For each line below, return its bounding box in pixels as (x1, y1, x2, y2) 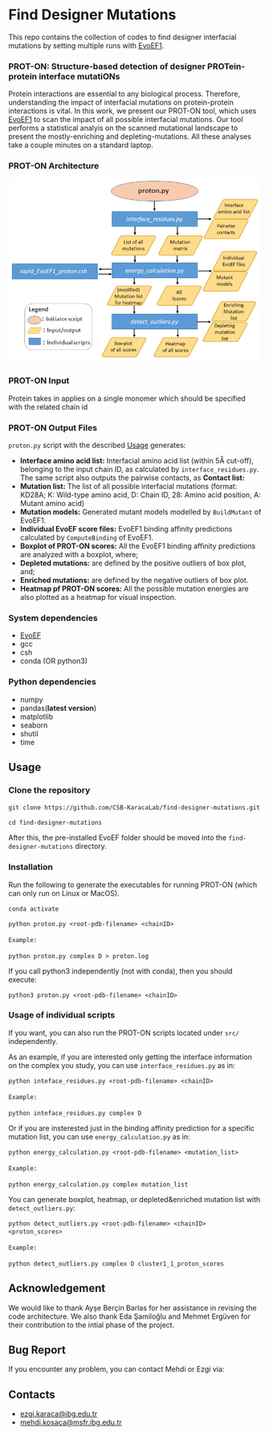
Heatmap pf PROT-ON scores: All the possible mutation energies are (19, 584, 249, 593)
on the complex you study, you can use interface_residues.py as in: (8, 1060, 235, 1070)
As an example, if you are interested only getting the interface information (8, 1052, 253, 1062)
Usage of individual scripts (8, 1009, 116, 1021)
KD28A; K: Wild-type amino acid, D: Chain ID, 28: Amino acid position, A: (19, 490, 261, 499)
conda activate (8, 905, 59, 913)
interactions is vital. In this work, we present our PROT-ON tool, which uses (8, 106, 257, 116)
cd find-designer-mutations (8, 819, 103, 827)
